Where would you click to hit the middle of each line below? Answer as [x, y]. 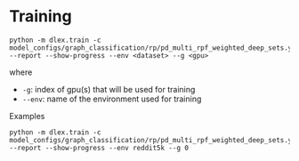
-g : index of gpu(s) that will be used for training [109, 89]
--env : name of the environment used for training [112, 99]
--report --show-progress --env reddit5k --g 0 [99, 148]
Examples [27, 116]
